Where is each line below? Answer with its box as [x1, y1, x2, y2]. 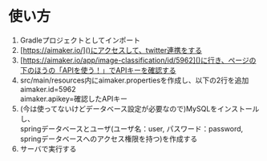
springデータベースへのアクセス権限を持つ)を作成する [19, 134, 198, 143]
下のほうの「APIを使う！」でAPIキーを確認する [19, 65, 176, 74]
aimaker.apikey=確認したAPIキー [19, 94, 128, 103]
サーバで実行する [19, 143, 77, 153]
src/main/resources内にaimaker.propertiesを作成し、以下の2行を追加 [19, 75, 249, 85]
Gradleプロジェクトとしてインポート [19, 35, 141, 45]
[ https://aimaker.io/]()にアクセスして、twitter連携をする [19, 45, 203, 54]
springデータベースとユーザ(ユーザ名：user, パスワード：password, [19, 123, 244, 133]
